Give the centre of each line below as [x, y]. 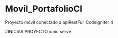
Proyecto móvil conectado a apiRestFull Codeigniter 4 [59, 22]
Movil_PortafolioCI [44, 9]
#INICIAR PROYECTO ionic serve [38, 31]
